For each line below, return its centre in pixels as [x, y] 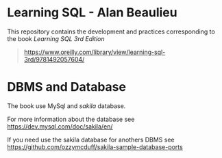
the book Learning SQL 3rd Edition [56, 38]
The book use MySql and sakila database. [66, 106]
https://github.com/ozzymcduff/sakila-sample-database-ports [95, 147]
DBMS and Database [67, 87]
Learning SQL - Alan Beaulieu [92, 13]
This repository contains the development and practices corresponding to [111, 31]
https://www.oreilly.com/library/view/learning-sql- [95, 52]
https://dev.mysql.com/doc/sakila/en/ [60, 126]
